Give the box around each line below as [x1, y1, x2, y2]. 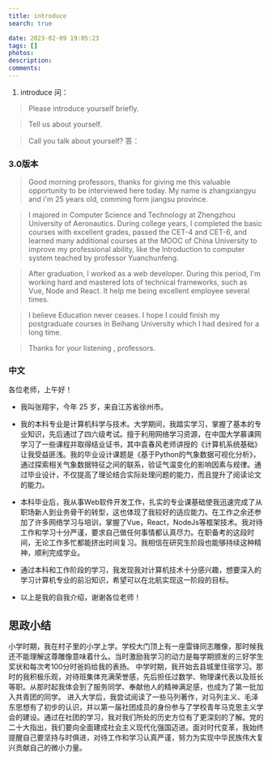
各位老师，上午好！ [8, 385, 73, 395]
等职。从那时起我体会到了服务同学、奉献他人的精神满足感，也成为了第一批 [8, 682, 257, 692]
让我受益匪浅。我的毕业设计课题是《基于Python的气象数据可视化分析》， [19, 450, 261, 459]
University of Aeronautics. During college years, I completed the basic [28, 219, 263, 228]
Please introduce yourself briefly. [28, 103, 139, 113]
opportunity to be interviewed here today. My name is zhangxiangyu [28, 186, 257, 195]
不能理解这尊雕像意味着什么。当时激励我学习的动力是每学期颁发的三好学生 [15, 651, 264, 661]
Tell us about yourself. [28, 119, 103, 129]
